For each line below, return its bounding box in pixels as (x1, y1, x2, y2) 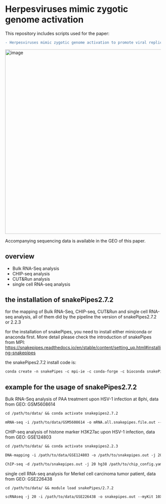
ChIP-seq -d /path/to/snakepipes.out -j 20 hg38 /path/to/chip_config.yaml (5, 461, 165, 467)
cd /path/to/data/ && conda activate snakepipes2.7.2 (5, 411, 119, 416)
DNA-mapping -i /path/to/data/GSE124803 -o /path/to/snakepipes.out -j (5, 452, 156, 457)
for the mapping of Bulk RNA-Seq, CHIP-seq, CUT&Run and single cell (5, 309, 148, 315)
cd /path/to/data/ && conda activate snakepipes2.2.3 (5, 443, 119, 448)
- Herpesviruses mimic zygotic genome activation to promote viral (5, 40, 147, 45)
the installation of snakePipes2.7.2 (5, 296, 114, 304)
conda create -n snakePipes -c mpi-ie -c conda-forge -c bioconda (5, 369, 145, 374)
